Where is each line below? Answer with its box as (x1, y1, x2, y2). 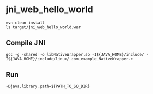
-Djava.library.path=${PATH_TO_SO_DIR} (6, 84, 90, 89)
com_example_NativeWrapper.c (71, 56, 133, 61)
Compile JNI (6, 39, 45, 47)
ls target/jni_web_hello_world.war (6, 24, 81, 30)
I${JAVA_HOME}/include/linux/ (6, 56, 70, 61)
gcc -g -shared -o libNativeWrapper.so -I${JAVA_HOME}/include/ (6, 52, 144, 57)
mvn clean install (6, 20, 45, 25)
